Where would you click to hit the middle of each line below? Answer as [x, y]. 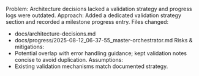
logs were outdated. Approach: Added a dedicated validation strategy [94, 15]
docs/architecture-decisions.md [55, 34]
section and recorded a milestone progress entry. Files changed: [87, 22]
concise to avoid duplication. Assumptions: [69, 60]
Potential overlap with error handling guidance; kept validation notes [101, 53]
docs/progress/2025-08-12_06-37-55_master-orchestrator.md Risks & [103, 40]
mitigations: [29, 47]
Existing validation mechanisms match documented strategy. [91, 66]
